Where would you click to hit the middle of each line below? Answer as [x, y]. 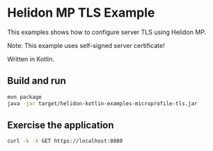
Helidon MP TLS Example [81, 13]
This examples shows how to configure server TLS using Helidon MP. [107, 32]
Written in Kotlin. [31, 59]
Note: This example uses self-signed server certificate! [86, 45]
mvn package [24, 97]
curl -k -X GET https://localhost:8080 [65, 141]
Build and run [37, 81]
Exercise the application [61, 125]
